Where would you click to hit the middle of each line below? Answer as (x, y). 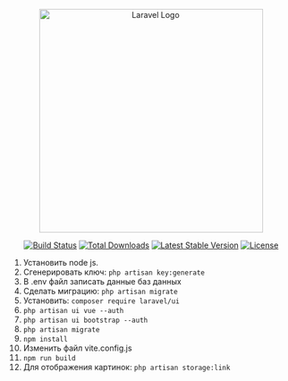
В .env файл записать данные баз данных (102, 281)
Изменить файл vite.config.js (77, 348)
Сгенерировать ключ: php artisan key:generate (114, 272)
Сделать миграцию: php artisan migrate (100, 291)
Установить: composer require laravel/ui (101, 301)
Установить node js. (61, 262)
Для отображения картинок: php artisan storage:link (127, 367)
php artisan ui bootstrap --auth (85, 320)
